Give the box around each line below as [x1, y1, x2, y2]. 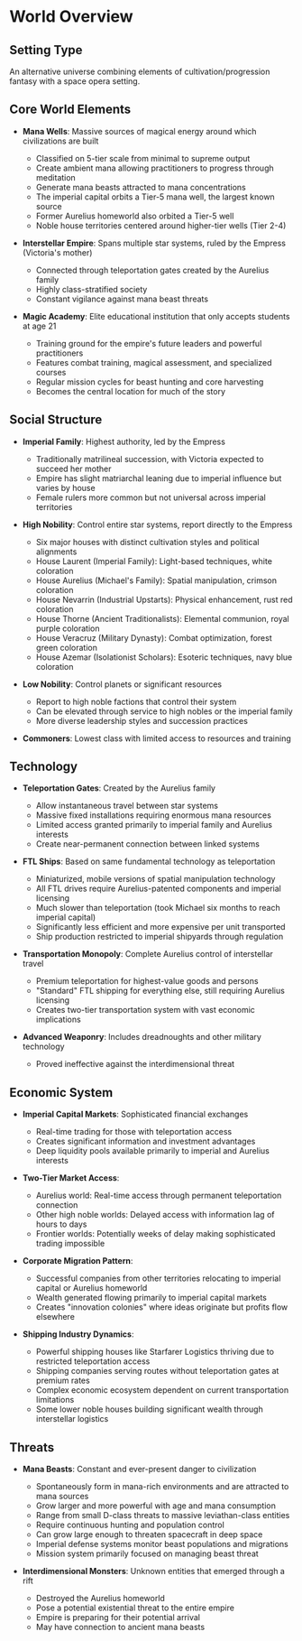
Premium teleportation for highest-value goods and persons [35, 976, 259, 987]
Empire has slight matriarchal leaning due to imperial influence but [35, 472, 282, 484]
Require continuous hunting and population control [35, 1519, 225, 1531]
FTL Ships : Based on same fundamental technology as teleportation [22, 856, 276, 867]
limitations [35, 1395, 75, 1405]
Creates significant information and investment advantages [35, 1136, 256, 1147]
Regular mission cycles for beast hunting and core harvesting [35, 376, 264, 387]
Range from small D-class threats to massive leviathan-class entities [35, 1510, 290, 1521]
